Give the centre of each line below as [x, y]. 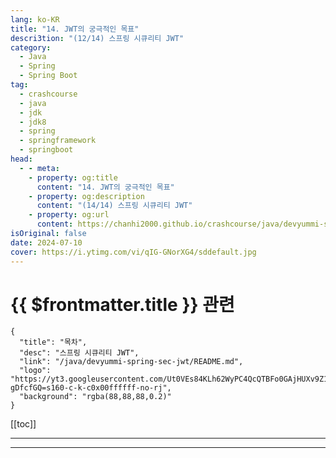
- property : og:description [86, 196]
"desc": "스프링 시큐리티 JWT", [79, 353]
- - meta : [39, 168]
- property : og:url [69, 215]
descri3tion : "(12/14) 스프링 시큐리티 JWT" [97, 38]
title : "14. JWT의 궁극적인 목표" [75, 29]
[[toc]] [23, 424]
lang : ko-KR [35, 19]
